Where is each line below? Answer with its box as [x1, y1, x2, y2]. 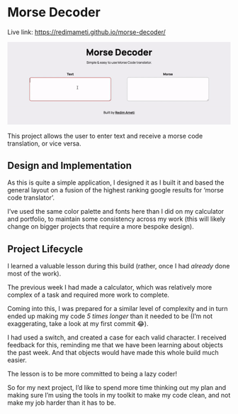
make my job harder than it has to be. [7, 398, 116, 407]
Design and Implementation [7, 159, 132, 171]
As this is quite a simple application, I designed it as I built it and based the [7, 178, 225, 187]
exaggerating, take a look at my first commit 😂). [7, 320, 149, 328]
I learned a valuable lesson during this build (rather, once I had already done [7, 262, 230, 271]
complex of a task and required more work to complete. [7, 290, 170, 299]
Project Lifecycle [7, 243, 84, 255]
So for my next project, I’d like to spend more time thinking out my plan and [7, 383, 227, 392]
